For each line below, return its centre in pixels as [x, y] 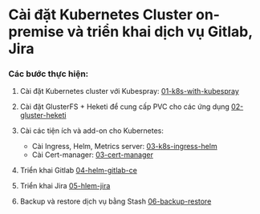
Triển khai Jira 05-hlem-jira [65, 186]
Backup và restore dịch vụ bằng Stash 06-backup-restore [116, 201]
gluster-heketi [43, 115]
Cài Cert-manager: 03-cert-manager [93, 155]
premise [36, 32]
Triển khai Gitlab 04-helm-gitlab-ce [79, 171]
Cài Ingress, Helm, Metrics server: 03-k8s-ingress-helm [125, 147]
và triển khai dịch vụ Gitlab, [160, 32]
